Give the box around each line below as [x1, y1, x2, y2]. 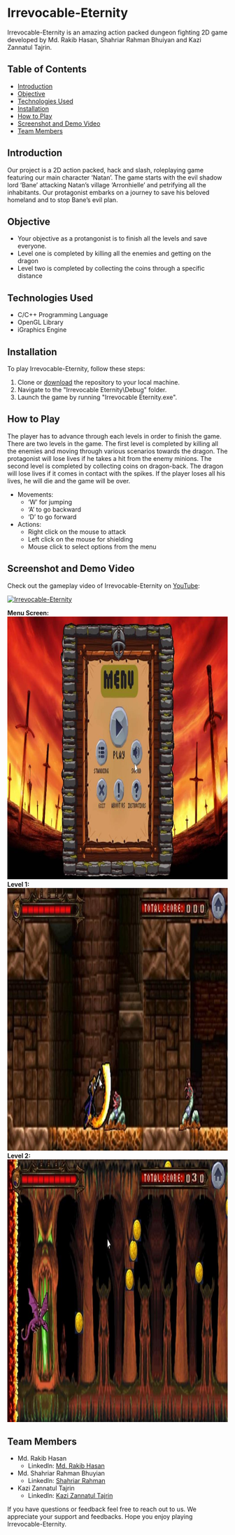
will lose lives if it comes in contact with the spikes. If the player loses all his [7, 469, 226, 478]
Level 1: [7, 880, 30, 888]
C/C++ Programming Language [17, 311, 108, 319]
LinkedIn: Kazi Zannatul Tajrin [27, 1492, 113, 1500]
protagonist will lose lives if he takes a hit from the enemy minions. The [7, 454, 212, 462]
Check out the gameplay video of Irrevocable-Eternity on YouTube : [7, 581, 201, 590]
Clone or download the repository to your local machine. [17, 378, 180, 387]
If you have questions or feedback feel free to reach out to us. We [7, 1505, 197, 1513]
